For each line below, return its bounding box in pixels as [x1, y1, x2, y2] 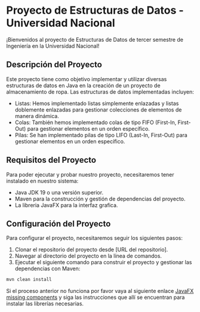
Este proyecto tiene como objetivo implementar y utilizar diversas [6, 75, 167, 82]
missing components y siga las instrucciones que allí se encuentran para [6, 294, 185, 301]
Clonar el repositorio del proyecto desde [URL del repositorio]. [14, 246, 168, 254]
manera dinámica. [14, 112, 60, 119]
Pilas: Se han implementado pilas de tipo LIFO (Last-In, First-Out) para [14, 131, 188, 138]
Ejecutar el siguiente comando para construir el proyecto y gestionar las [14, 259, 192, 266]
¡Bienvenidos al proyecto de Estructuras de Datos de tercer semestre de [6, 36, 184, 43]
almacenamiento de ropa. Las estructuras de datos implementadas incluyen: [6, 88, 194, 95]
